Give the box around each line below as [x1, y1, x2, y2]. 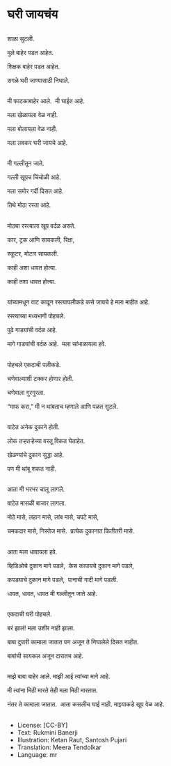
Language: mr [17, 750, 58, 758]
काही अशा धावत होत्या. [7, 263, 57, 272]
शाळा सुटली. [7, 34, 35, 42]
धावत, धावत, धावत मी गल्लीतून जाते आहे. [7, 589, 97, 597]
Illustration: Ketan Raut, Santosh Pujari [17, 735, 127, 744]
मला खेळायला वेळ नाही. [7, 111, 58, 119]
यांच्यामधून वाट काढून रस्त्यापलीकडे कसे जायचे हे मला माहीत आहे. [7, 298, 150, 306]
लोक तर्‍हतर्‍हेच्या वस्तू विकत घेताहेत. [7, 437, 85, 445]
